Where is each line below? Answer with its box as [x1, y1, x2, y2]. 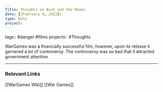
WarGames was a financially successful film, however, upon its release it [5, 43, 150, 49]
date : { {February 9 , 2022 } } [5, 12, 62, 17]
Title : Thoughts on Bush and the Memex [5, 7, 86, 12]
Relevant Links [5, 71, 40, 77]
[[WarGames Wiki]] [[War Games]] [5, 81, 74, 88]
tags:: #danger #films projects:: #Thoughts [5, 34, 91, 40]
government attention [5, 54, 49, 60]
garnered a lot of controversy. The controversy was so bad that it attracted [5, 49, 154, 55]
